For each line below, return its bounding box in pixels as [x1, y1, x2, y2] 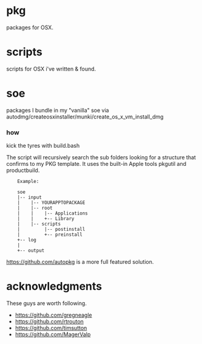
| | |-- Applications [17, 210, 88, 216]
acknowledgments [6, 280, 102, 294]
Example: [17, 179, 39, 185]
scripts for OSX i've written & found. [6, 65, 96, 72]
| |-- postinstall [17, 226, 86, 233]
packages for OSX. [6, 24, 53, 31]
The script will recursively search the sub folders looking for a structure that [6, 154, 196, 161]
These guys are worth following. [6, 300, 87, 307]
